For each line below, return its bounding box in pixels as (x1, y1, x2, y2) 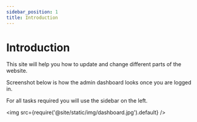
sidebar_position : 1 (6, 8, 59, 15)
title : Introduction (6, 15, 59, 21)
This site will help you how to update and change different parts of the (6, 61, 182, 68)
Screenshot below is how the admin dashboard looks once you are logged (6, 79, 192, 86)
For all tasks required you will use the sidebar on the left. (6, 97, 148, 104)
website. (6, 67, 28, 75)
